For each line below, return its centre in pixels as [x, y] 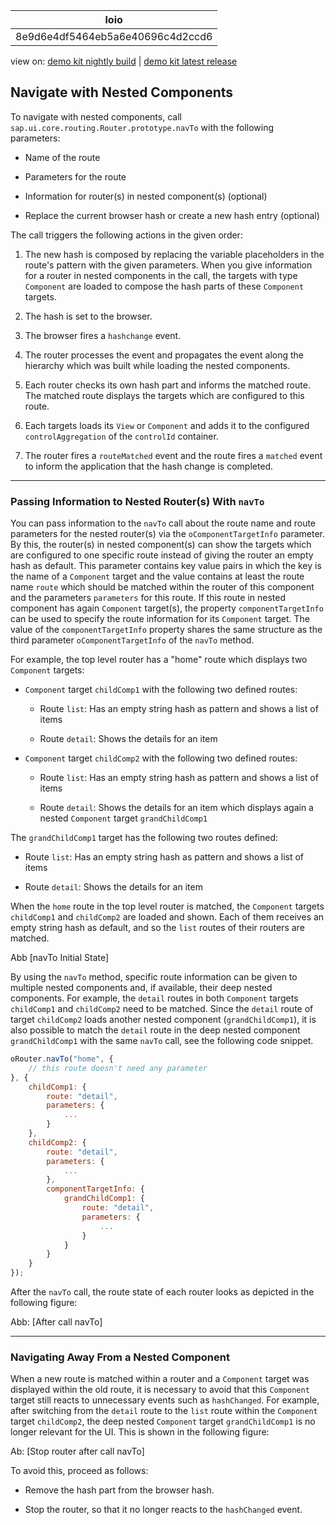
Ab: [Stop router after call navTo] [77, 1451]
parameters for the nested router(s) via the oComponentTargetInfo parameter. [168, 534]
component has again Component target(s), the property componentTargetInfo [167, 608]
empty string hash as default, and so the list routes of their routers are [157, 928]
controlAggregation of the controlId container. [121, 436]
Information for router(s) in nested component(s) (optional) [146, 196]
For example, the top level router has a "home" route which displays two [159, 660]
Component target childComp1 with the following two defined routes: [161, 690]
